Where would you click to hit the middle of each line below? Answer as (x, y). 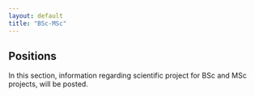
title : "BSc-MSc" (38, 23)
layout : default (36, 16)
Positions (32, 56)
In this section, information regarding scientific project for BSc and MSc (127, 76)
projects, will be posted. (49, 84)
